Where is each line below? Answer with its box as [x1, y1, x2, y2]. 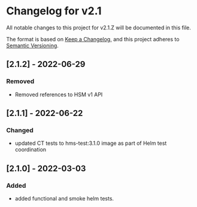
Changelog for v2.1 [6, 4, 102, 18]
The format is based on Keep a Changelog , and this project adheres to [6, 35, 180, 42]
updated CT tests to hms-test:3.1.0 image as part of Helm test [14, 139, 167, 147]
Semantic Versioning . [6, 42, 59, 49]
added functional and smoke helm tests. [14, 195, 114, 202]
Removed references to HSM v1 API [14, 91, 103, 98]
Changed [6, 126, 34, 134]
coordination [14, 146, 47, 153]
